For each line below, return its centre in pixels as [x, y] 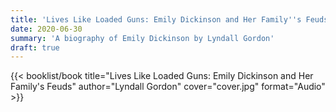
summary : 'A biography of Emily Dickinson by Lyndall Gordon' [142, 38]
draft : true [35, 47]
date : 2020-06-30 [46, 29]
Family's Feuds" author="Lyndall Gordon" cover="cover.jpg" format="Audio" [168, 87]
